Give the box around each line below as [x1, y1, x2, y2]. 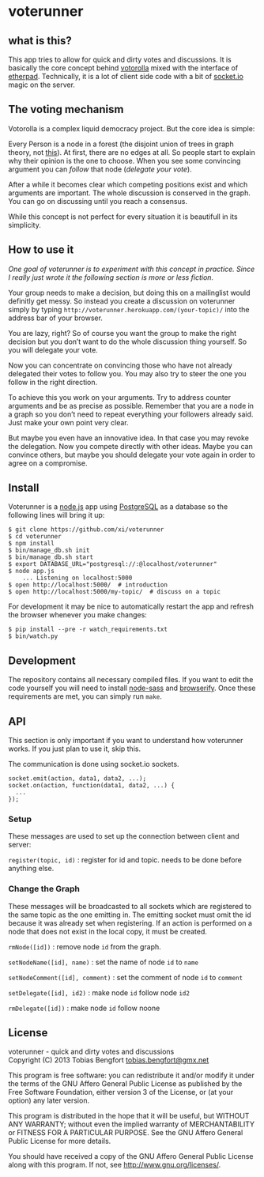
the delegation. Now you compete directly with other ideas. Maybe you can [8, 441, 253, 451]
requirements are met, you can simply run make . [8, 692, 162, 701]
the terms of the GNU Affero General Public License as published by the [8, 1079, 243, 1088]
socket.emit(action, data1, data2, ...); [8, 775, 147, 783]
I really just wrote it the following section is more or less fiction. [8, 272, 214, 282]
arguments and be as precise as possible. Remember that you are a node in [8, 401, 255, 410]
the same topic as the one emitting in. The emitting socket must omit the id [8, 910, 251, 919]
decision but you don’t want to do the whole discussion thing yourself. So [8, 337, 247, 346]
